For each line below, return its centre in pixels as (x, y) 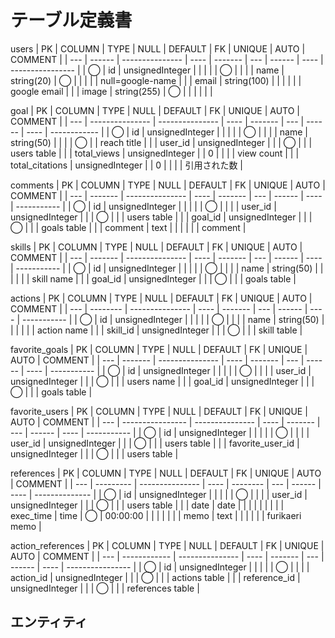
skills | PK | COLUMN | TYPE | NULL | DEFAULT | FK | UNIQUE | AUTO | (156, 247)
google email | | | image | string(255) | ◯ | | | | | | (111, 91)
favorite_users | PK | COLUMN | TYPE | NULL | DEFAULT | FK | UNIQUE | (159, 411)
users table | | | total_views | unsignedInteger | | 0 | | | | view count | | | (155, 153)
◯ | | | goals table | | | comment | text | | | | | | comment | (128, 227)
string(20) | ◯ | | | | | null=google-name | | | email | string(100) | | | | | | (156, 80)
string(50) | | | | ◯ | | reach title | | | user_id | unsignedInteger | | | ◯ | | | (161, 142)
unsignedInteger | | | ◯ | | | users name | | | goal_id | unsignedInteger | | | (162, 381)
